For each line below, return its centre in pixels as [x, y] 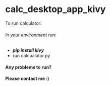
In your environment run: [31, 35]
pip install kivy [28, 50]
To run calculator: [23, 23]
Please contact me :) [27, 78]
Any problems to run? [29, 67]
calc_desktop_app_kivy [55, 9]
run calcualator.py [31, 56]
